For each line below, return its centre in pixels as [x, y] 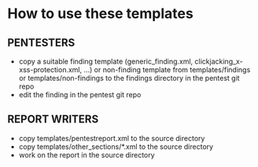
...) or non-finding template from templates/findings [167, 70]
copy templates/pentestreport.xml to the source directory [112, 138]
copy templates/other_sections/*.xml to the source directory [116, 147]
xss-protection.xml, [50, 70]
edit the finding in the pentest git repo [80, 94]
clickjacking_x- [219, 61]
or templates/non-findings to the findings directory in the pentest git [129, 78]
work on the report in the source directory [87, 154]
